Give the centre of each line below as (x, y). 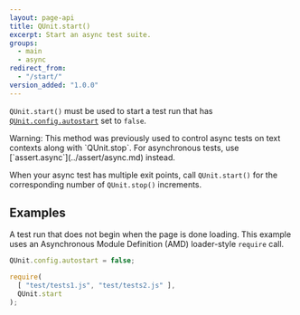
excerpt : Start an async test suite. (80, 34)
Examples (37, 213)
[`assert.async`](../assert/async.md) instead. (93, 157)
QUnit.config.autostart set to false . (78, 120)
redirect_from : (38, 69)
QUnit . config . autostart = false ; (72, 261)
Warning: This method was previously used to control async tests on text (145, 138)
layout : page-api (42, 18)
